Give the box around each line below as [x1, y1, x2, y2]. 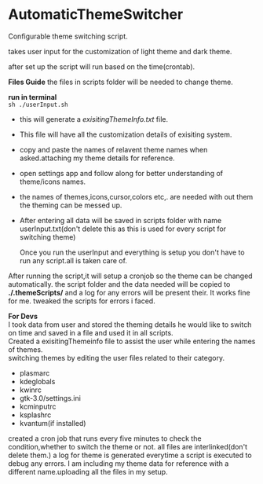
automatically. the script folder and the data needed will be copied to [8, 279, 231, 288]
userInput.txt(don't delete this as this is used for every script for [19, 224, 226, 233]
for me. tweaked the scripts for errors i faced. [8, 296, 155, 306]
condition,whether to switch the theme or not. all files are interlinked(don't [8, 442, 248, 451]
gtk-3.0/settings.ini [19, 393, 81, 402]
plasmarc [19, 368, 50, 378]
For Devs [8, 311, 38, 321]
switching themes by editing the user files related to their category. [8, 353, 225, 362]
